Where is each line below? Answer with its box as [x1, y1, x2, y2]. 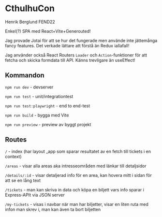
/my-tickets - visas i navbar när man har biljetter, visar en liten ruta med [5, 201, 149, 207]
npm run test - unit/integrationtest [5, 93, 74, 99]
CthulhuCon [5, 3, 55, 14]
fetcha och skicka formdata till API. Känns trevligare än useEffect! [5, 57, 135, 63]
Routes [5, 136, 27, 144]
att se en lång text [5, 177, 41, 183]
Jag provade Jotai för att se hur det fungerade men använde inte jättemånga [5, 37, 158, 43]
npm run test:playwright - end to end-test [5, 102, 90, 109]
